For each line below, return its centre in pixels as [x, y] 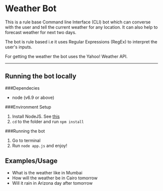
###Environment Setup [28, 107]
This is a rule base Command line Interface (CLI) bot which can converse [78, 22]
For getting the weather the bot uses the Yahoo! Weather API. [66, 56]
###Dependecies [22, 88]
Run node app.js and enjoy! [40, 145]
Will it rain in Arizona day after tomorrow [52, 183]
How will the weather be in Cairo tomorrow [55, 178]
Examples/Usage [31, 161]
